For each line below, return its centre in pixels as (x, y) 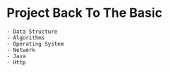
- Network (21, 50)
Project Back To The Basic (85, 13)
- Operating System (35, 44)
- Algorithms (26, 38)
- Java (16, 56)
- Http (16, 62)
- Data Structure (32, 32)
